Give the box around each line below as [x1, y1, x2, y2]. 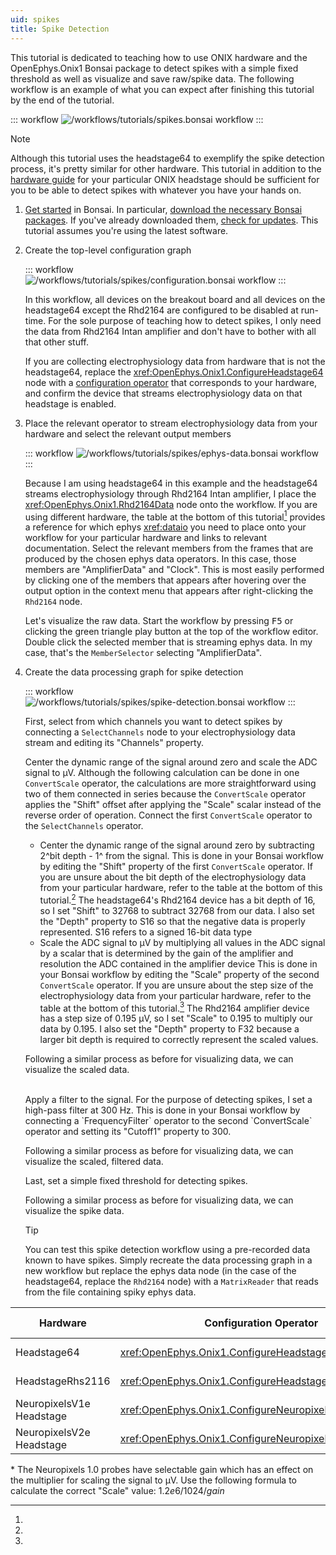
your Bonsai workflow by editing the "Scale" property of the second [39, 968, 320, 980]
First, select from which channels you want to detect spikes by [24, 716, 283, 728]
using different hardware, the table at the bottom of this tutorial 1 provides [24, 509, 326, 523]
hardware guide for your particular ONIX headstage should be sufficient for [10, 173, 320, 185]
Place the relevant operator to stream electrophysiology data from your [24, 417, 318, 429]
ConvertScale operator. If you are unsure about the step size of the [39, 979, 314, 991]
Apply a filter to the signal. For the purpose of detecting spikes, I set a [24, 1094, 313, 1106]
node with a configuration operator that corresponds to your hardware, [24, 376, 318, 388]
